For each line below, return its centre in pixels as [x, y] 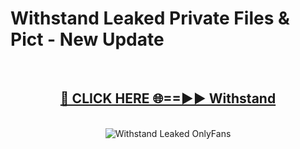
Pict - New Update [87, 39]
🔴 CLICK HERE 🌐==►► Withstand [168, 98]
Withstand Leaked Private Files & [150, 18]
